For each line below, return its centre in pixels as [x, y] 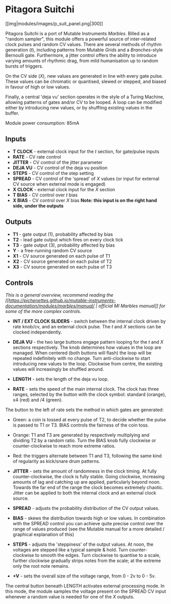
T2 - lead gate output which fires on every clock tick [68, 239]
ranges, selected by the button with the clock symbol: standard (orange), [89, 394]
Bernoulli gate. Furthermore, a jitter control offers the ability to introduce [81, 55]
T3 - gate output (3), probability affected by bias [64, 245]
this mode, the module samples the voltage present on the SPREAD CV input [86, 591]
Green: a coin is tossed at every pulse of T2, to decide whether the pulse [89, 420]
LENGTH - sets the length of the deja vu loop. [60, 379]
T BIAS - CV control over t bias [45, 195]
